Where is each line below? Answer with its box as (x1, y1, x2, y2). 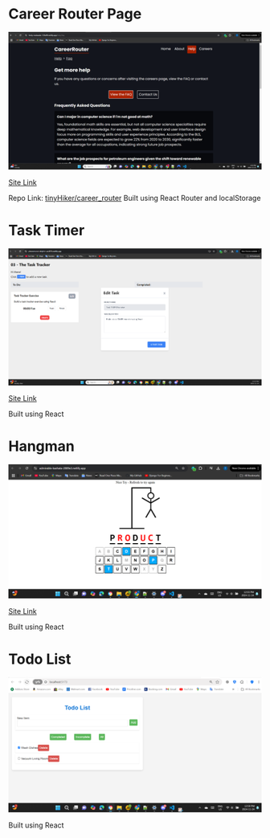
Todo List (8, 650, 72, 668)
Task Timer (8, 221, 85, 239)
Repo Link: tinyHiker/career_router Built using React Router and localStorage (8, 193, 261, 202)
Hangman (8, 437, 75, 456)
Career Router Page (8, 5, 142, 23)
